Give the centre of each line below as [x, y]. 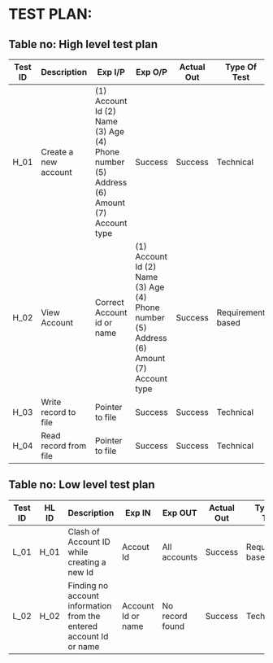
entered [83, 626]
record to [58, 412]
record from [63, 446]
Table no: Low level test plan [82, 485]
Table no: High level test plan [83, 44]
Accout [136, 547]
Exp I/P [111, 72]
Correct [109, 302]
